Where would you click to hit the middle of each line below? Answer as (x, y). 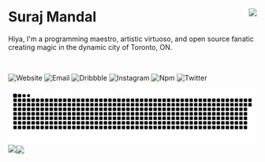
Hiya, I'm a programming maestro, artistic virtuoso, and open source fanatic (131, 39)
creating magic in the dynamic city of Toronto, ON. (90, 47)
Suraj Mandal (52, 17)
